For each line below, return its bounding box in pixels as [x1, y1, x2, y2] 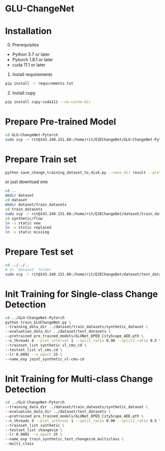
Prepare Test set [5, 246, 74, 258]
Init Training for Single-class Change [5, 288, 158, 300]
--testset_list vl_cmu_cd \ [5, 347, 63, 352]
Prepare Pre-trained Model [5, 116, 116, 127]
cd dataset [5, 198, 27, 203]
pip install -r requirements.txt [5, 81, 74, 86]
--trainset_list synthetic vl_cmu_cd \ [5, 342, 87, 348]
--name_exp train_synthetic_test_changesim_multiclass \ [5, 437, 124, 442]
